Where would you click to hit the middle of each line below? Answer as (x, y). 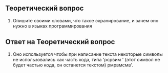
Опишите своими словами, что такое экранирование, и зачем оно (86, 20)
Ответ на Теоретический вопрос (60, 42)
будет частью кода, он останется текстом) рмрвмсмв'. (73, 65)
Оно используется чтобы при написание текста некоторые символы (88, 54)
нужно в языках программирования (52, 26)
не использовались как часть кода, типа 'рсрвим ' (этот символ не (86, 59)
